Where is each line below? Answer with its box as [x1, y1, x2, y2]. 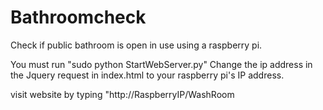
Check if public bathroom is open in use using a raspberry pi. [10, 39, 263, 51]
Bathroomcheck [10, 6, 147, 29]
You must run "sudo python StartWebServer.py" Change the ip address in [10, 58, 313, 70]
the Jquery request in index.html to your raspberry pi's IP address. [10, 69, 285, 81]
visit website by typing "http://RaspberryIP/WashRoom [10, 88, 235, 100]
